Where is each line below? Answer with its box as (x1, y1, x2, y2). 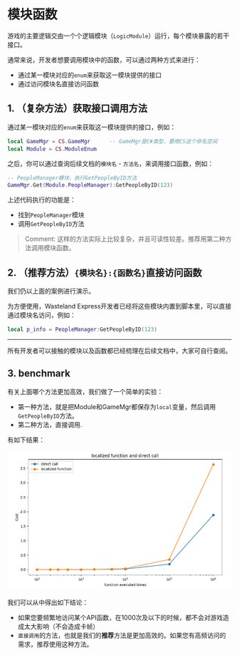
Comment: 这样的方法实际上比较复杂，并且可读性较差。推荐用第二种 (24, 234, 225, 243)
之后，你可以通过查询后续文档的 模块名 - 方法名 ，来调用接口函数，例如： (7, 159, 214, 167)
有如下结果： (7, 435, 45, 444)
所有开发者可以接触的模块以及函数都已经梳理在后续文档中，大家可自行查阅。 (7, 346, 232, 355)
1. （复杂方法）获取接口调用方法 (7, 103, 148, 115)
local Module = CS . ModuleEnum (7, 145, 97, 153)
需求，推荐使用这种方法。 (17, 640, 93, 649)
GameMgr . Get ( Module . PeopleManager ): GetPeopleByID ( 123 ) (7, 182, 174, 189)
